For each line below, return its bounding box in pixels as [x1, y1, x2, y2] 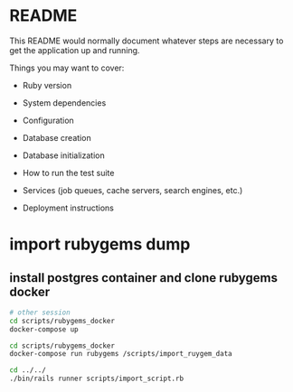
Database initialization [22, 150, 106, 161]
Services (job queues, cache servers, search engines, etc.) [22, 184, 243, 195]
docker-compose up [9, 324, 79, 334]
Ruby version [22, 79, 72, 90]
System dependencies [22, 97, 107, 108]
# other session [9, 308, 71, 317]
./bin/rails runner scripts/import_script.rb [9, 374, 184, 384]
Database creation [22, 132, 92, 143]
